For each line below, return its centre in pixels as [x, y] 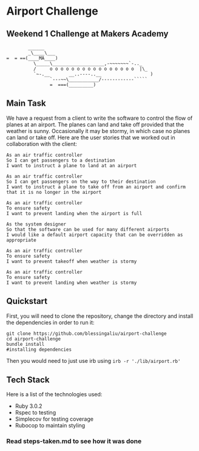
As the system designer [36, 224]
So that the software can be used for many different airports [88, 229]
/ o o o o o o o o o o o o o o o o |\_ [90, 69]
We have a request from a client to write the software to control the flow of [99, 118]
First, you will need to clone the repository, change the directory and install [100, 316]
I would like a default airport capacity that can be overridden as [95, 235]
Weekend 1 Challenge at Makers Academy [87, 34]
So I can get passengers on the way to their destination [81, 181]
